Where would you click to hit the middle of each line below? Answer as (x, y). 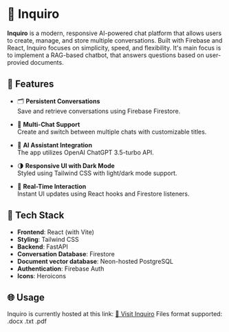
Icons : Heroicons (42, 276)
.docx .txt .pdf (27, 321)
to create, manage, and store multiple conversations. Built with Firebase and (115, 40)
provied (18, 62)
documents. (47, 62)
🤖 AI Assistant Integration (55, 145)
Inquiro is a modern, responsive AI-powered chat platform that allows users (115, 33)
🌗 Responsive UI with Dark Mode (66, 165)
